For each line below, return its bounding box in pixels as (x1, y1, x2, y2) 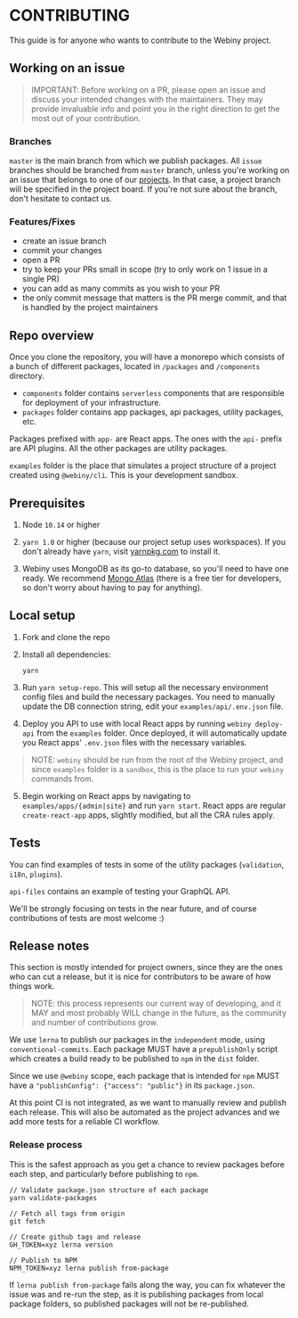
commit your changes (21, 245, 102, 256)
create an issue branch (21, 235, 107, 246)
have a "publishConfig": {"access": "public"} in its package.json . (9, 1080, 255, 1091)
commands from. (30, 773, 94, 784)
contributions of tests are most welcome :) (9, 912, 165, 923)
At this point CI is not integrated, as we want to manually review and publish (9, 1098, 287, 1108)
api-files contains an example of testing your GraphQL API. (9, 886, 231, 896)
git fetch (9, 1216, 46, 1226)
